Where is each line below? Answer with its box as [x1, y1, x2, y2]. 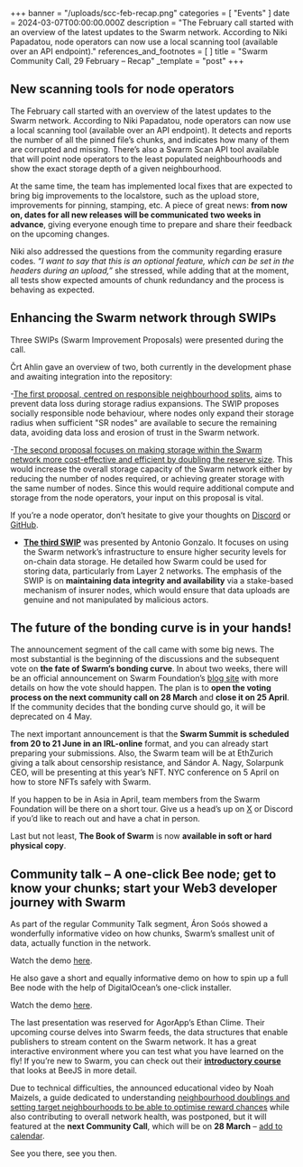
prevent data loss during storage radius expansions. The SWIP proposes [10, 398, 280, 409]
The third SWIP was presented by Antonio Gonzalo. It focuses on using [23, 537, 289, 547]
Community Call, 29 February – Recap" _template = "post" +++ [10, 56, 244, 66]
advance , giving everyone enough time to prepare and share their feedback [10, 218, 292, 229]
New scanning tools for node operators [10, 81, 235, 97]
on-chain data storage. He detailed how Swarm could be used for [23, 556, 267, 566]
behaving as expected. [10, 284, 96, 295]
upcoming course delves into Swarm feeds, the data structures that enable [10, 1027, 289, 1038]
